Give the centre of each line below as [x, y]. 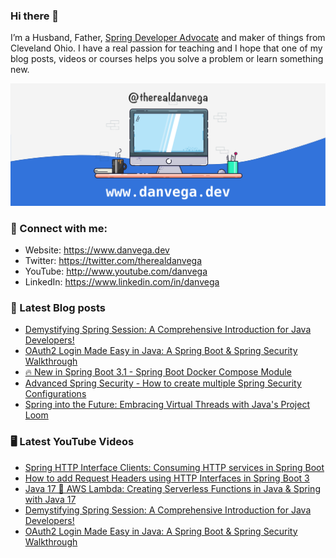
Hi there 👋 [35, 16]
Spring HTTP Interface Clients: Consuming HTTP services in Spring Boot [174, 467]
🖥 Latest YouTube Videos [72, 442]
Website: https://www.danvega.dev [97, 250]
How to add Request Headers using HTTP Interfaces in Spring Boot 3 [167, 478]
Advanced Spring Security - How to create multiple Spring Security [163, 383]
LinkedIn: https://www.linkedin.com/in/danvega [122, 281]
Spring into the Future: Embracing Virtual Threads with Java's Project [167, 405]
